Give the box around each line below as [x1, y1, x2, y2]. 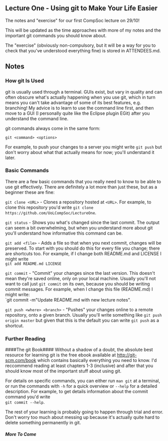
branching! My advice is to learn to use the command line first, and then [5, 105, 154, 111]
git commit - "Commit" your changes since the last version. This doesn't [5, 270, 155, 276]
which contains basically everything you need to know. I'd [37, 357, 157, 363]
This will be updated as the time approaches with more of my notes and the [5, 27, 161, 33]
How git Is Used [5, 78, 44, 85]
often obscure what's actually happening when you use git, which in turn [5, 94, 155, 100]
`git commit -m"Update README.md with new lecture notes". [5, 297, 131, 303]
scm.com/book [5, 357, 37, 363]
